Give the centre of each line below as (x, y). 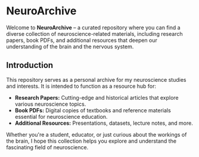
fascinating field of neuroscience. (47, 147)
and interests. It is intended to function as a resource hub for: (81, 86)
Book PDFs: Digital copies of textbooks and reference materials (93, 110)
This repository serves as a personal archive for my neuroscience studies (96, 79)
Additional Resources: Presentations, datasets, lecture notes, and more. (104, 123)
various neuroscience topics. (50, 104)
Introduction (30, 65)
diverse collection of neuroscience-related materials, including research (94, 33)
